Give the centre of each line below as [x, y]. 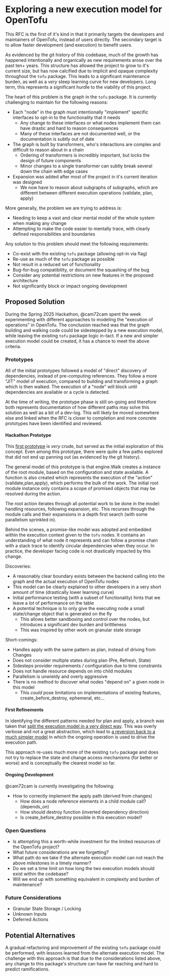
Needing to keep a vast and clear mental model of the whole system [84, 218]
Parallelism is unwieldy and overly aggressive [60, 677]
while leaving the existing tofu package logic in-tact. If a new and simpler [82, 335]
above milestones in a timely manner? [52, 863]
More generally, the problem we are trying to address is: [64, 208]
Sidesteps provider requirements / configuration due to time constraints [87, 666]
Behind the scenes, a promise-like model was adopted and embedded [78, 530]
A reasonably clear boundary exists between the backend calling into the [89, 576]
